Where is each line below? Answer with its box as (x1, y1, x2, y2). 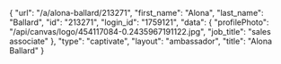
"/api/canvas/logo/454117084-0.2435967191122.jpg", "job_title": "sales (9, 27, 271, 36)
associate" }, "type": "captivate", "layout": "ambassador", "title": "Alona (9, 36, 272, 46)
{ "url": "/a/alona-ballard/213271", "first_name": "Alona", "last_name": (9, 8, 264, 18)
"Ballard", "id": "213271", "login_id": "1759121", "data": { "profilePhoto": (9, 17, 269, 28)
